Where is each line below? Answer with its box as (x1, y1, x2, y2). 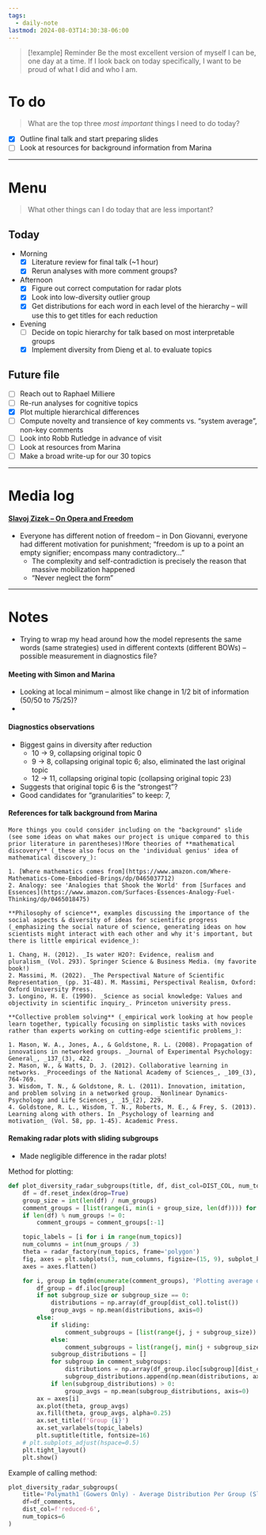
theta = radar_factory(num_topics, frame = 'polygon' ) (22, 1248, 200, 1256)
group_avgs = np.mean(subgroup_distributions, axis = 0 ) (64, 1387, 249, 1395)
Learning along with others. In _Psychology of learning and (8, 1110, 215, 1118)
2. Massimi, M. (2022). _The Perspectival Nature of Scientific (8, 971, 225, 979)
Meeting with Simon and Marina (8, 669, 116, 679)
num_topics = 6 (22, 1513, 66, 1521)
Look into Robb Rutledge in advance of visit (19, 433, 162, 443)
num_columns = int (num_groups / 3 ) (22, 1240, 140, 1248)
